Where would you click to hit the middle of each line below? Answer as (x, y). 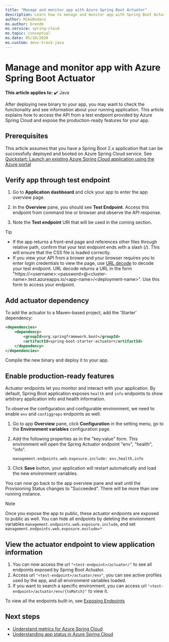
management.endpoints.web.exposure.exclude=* (54, 529)
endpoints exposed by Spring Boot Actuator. (58, 570)
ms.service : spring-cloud (32, 29)
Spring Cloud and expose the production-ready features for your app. (77, 120)
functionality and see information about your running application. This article (84, 109)
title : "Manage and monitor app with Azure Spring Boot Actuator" (76, 10)
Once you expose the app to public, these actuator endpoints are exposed (82, 514)
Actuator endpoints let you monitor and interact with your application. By (80, 388)
